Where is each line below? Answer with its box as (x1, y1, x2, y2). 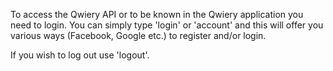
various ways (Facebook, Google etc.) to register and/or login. (10, 30, 267, 41)
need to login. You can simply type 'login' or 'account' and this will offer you (10, 19, 324, 31)
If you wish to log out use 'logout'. (10, 49, 150, 61)
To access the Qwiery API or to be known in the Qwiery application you (10, 9, 304, 20)
